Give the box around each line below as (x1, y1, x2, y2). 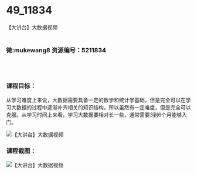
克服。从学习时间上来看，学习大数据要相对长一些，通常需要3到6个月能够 (6, 111, 182, 118)
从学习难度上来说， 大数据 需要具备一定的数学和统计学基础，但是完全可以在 (6, 96, 186, 103)
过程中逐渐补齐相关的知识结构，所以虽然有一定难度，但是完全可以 (31, 103, 191, 111)
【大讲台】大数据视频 (6, 24, 57, 31)
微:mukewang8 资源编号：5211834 (6, 46, 107, 54)
